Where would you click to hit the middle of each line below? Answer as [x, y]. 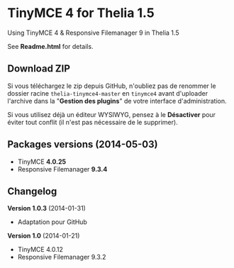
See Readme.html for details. [50, 46]
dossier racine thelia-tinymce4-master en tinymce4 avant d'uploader [107, 93]
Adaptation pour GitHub [52, 222]
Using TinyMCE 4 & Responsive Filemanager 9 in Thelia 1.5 [93, 33]
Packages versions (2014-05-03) [83, 144]
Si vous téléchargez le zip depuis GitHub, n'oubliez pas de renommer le [112, 86]
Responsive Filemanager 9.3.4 [62, 169]
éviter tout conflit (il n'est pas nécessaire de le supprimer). [93, 122]
